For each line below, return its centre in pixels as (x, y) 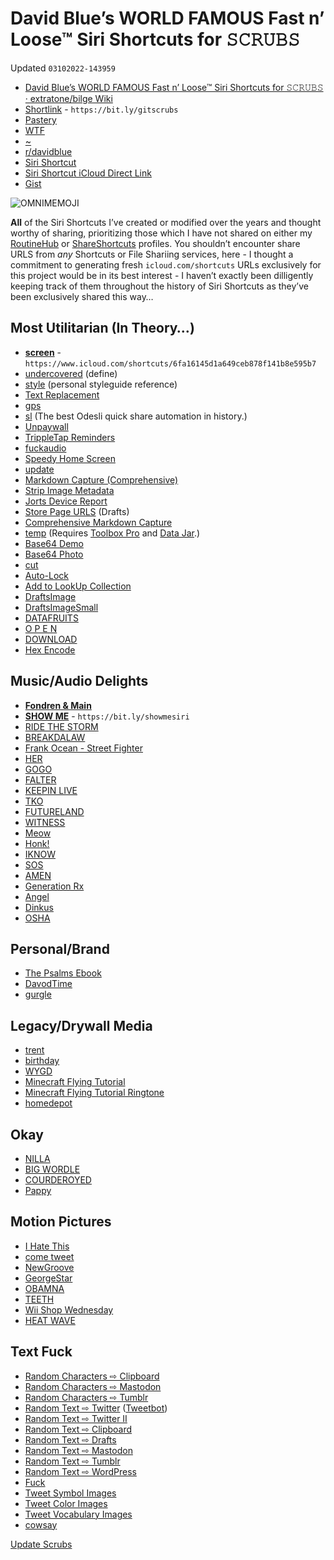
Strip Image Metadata (69, 490)
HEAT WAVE (50, 1320)
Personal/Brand (60, 948)
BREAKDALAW (55, 737)
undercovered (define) (71, 373)
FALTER (40, 779)
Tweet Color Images (66, 1503)
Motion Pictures (61, 1222)
